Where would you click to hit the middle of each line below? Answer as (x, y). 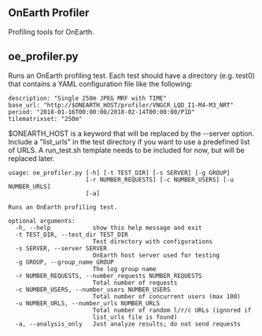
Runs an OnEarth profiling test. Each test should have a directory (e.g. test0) (132, 75)
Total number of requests (135, 283)
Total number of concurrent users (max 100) (167, 296)
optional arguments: (42, 221)
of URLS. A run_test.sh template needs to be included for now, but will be (127, 150)
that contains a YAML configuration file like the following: (100, 84)
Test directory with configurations (153, 241)
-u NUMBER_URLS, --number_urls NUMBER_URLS (87, 303)
